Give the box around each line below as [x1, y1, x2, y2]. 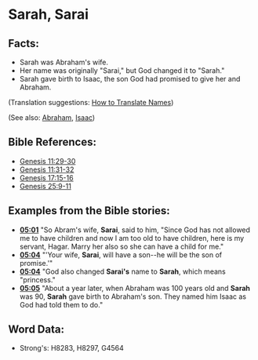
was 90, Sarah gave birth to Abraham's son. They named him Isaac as [19, 292, 247, 301]
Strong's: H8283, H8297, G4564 [19, 344, 124, 353]
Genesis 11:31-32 [19, 165, 74, 174]
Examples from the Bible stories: [8, 204, 170, 217]
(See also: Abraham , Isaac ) [8, 113, 96, 122]
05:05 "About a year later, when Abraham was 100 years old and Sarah [19, 283, 251, 293]
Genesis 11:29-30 [19, 156, 76, 165]
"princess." [19, 275, 56, 284]
